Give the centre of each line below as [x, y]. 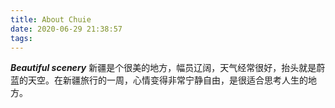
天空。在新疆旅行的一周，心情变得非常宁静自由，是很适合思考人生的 [167, 80]
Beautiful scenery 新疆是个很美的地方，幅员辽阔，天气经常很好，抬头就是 [163, 68]
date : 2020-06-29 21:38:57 [66, 29]
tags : [21, 38]
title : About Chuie [51, 19]
